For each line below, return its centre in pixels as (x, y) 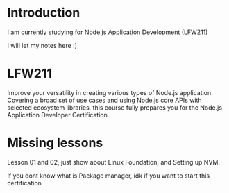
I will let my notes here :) (42, 45)
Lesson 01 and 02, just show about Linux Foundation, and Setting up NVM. (114, 162)
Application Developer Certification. (58, 115)
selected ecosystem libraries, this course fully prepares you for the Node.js (115, 107)
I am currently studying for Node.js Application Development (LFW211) (108, 32)
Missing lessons (55, 143)
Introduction (44, 13)
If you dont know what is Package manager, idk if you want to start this (109, 176)
